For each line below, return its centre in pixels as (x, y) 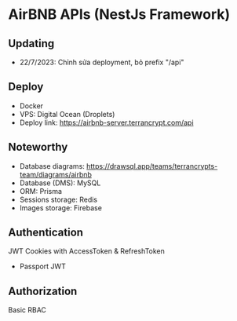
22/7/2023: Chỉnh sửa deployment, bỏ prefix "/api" (102, 62)
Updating (31, 44)
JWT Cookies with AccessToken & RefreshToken (86, 251)
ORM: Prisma (41, 191)
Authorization (43, 291)
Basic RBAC (27, 310)
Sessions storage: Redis (58, 199)
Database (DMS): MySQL (60, 183)
